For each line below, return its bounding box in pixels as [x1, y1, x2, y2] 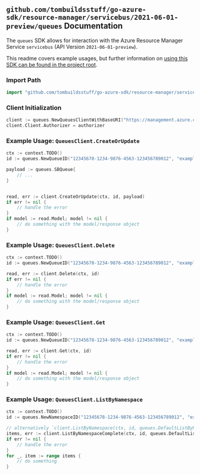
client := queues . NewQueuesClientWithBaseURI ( [6, 117, 124, 123]
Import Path [6, 76, 41, 84]
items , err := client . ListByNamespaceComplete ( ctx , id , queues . [6, 431, 169, 437]
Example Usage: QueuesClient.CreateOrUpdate [6, 136, 140, 145]
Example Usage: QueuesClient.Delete [6, 241, 115, 249]
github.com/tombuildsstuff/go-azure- [6, 5, 146, 14]
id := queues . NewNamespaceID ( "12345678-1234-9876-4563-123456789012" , [6, 414, 185, 420]
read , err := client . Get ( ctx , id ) [6, 348, 92, 354]
